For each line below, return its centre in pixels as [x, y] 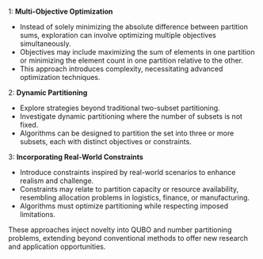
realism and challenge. [57, 181]
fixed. [29, 125]
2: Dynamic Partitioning [48, 93]
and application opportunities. [57, 246]
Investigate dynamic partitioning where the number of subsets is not [131, 116]
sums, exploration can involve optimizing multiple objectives [118, 35]
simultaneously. [45, 44]
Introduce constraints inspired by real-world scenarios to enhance [128, 172]
